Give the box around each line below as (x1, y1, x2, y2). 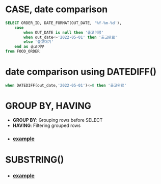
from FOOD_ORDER (5, 49, 40, 54)
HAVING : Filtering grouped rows (12, 122, 81, 128)
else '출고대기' (23, 39, 54, 44)
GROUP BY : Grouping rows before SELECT (12, 117, 103, 123)
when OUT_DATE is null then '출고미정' (23, 30, 104, 35)
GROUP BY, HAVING (5, 100, 92, 112)
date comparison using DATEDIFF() (5, 66, 157, 77)
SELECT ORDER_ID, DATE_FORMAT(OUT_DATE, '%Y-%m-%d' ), (5, 20, 122, 25)
